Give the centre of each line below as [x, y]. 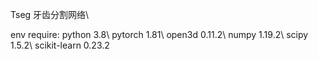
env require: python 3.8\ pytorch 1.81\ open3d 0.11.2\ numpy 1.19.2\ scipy [159, 34]
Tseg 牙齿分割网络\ [50, 14]
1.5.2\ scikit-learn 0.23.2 [60, 45]
